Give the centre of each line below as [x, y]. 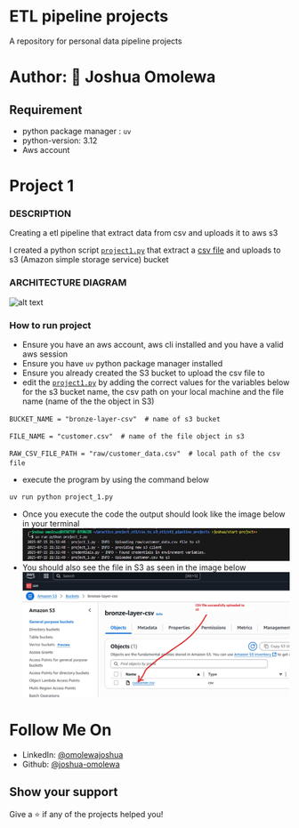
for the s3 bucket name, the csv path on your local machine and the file [153, 392]
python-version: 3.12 [60, 141]
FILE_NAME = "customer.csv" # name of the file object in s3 [127, 437]
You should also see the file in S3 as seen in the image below [134, 567]
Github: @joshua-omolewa [71, 764]
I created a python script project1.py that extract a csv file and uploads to [145, 250]
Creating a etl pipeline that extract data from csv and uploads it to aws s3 [144, 233]
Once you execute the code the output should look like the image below [154, 514]
